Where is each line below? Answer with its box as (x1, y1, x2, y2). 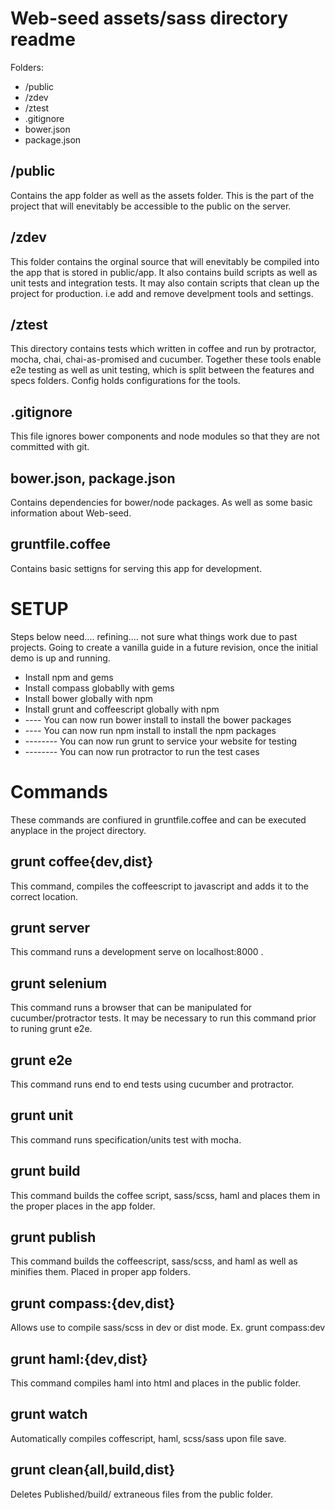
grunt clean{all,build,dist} (10, 1462, 176, 1479)
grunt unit (10, 1107, 74, 1124)
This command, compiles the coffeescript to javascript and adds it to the (10, 880, 309, 892)
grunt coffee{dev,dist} (10, 853, 154, 871)
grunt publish (10, 1228, 97, 1246)
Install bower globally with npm (24, 692, 154, 704)
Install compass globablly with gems (24, 682, 175, 694)
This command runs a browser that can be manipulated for (10, 1002, 253, 1014)
